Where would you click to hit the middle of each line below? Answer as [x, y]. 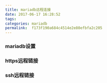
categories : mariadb [26, 23]
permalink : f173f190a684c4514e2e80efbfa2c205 [54, 28]
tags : [11, 19]
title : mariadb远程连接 [28, 10]
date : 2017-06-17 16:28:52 [33, 14]
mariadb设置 [20, 46]
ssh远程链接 [20, 75]
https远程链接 [22, 61]
